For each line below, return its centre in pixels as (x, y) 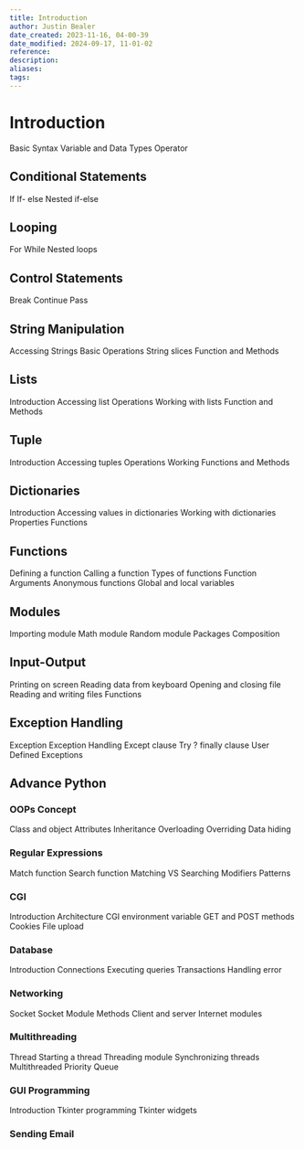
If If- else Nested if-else (54, 198)
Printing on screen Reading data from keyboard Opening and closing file (145, 684)
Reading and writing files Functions (76, 694)
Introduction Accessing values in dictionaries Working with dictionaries (143, 513)
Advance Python (58, 784)
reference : (30, 52)
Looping (33, 227)
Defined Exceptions (47, 754)
